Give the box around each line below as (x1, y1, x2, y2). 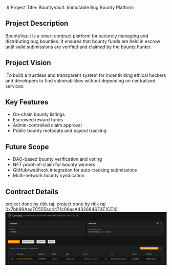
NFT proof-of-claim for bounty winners (12, 161, 96, 168)
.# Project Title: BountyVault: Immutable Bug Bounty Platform (5, 5, 134, 10)
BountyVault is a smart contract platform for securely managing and (5, 33, 148, 39)
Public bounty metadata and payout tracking (12, 128, 106, 134)
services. (5, 83, 25, 89)
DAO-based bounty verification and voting (12, 156, 102, 162)
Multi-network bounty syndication (12, 173, 84, 179)
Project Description (5, 19, 69, 28)
